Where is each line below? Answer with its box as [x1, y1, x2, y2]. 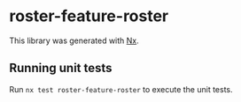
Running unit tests [9, 61, 113, 76]
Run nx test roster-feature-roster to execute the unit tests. [9, 84, 233, 94]
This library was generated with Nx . [9, 35, 139, 46]
